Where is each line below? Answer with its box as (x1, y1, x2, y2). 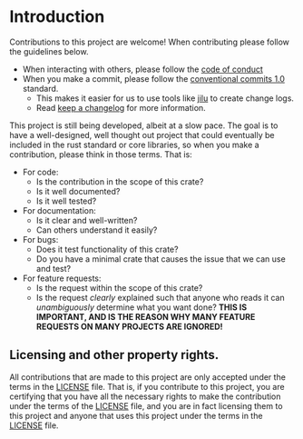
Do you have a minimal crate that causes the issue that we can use (35, 253, 286, 264)
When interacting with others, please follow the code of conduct (22, 64, 263, 75)
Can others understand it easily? (35, 224, 158, 235)
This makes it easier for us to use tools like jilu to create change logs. (35, 93, 295, 104)
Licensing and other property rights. (9, 347, 220, 363)
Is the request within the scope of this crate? (35, 282, 203, 293)
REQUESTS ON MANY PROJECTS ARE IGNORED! (35, 321, 223, 332)
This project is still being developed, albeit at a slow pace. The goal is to (9, 120, 279, 131)
